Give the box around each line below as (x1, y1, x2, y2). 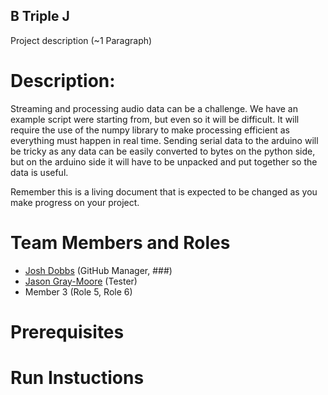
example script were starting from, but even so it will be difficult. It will (10, 113, 300, 125)
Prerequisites (10, 320, 125, 343)
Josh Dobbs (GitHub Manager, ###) (24, 264, 173, 276)
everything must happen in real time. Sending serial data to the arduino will (10, 134, 319, 146)
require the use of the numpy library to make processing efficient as (10, 124, 290, 136)
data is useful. (10, 166, 69, 178)
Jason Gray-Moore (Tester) (24, 275, 138, 287)
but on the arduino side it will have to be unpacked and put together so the (10, 155, 318, 168)
